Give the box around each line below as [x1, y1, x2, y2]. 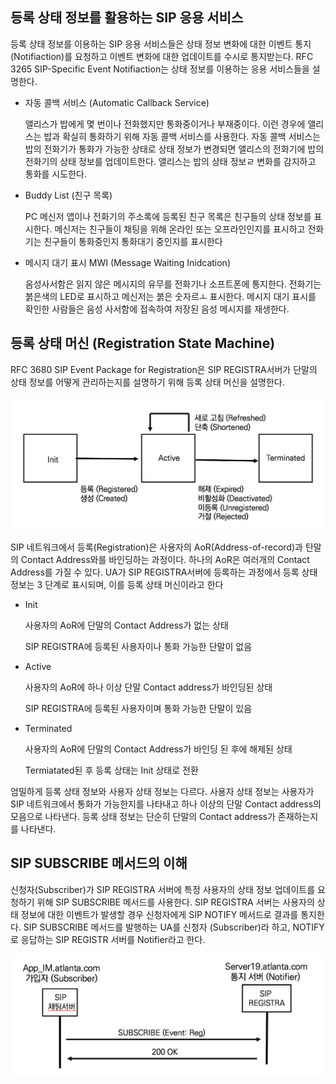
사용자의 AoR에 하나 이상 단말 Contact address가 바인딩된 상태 [24, 681, 273, 693]
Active [24, 660, 52, 672]
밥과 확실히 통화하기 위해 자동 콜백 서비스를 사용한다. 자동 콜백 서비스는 [43, 130, 322, 142]
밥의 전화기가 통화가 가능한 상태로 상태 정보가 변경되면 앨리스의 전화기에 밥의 [24, 143, 325, 155]
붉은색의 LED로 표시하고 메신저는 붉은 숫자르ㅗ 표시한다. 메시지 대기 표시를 [24, 290, 317, 302]
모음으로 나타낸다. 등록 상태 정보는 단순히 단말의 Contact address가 [10, 810, 276, 822]
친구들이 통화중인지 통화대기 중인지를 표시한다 [43, 235, 223, 247]
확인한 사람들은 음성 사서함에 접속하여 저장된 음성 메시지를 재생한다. [24, 303, 290, 315]
